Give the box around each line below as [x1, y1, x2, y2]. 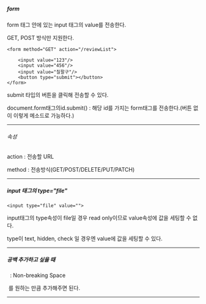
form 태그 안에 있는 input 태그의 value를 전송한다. [7, 21, 127, 28]
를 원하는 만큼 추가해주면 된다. [8, 284, 81, 292]
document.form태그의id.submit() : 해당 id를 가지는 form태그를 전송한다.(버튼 [7, 104, 192, 112]
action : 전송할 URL [7, 153, 54, 161]
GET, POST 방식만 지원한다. [7, 34, 75, 41]
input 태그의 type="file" [7, 187, 68, 194]
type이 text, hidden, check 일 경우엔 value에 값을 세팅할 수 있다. [7, 235, 163, 242]
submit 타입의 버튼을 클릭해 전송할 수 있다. [7, 91, 109, 98]
